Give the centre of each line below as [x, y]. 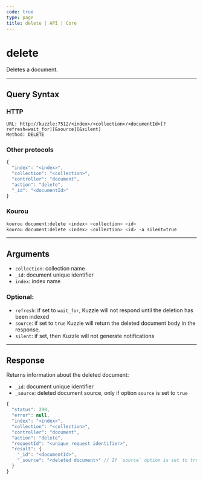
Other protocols [30, 150]
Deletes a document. [32, 69]
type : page [20, 18]
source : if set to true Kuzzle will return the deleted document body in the [105, 323]
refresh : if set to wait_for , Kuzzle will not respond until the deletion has [104, 310]
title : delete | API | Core [42, 23]
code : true [20, 12]
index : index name [38, 281]
